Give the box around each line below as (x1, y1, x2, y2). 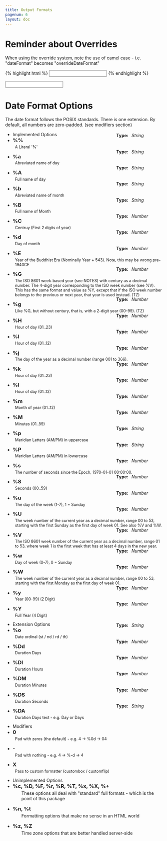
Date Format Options (5, 100, 93, 111)
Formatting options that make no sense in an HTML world (21, 812, 140, 819)
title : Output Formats (5, 7, 52, 13)
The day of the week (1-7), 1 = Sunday (14, 502, 85, 507)
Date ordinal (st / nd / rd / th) (14, 634, 68, 640)
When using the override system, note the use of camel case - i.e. (5, 55, 141, 61)
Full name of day (14, 176, 46, 182)
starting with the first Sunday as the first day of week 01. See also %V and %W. (14, 522, 162, 528)
